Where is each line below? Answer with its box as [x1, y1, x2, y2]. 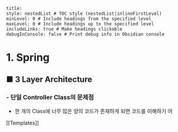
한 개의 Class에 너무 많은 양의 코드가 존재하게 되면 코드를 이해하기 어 [14, 107, 173, 114]
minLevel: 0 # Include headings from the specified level [6, 16, 151, 22]
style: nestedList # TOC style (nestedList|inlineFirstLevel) [6, 11, 162, 16]
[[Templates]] [6, 119, 39, 126]
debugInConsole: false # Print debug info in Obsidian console [6, 31, 165, 37]
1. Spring [6, 51, 50, 64]
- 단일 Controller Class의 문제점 [6, 93, 94, 101]
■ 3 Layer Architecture [6, 74, 93, 84]
